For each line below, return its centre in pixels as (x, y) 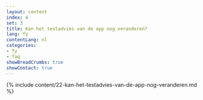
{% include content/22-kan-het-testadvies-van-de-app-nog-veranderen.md (102, 85)
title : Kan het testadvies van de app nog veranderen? (77, 29)
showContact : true (29, 68)
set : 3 (15, 23)
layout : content (27, 12)
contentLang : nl (27, 40)
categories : (21, 46)
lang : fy (17, 34)
